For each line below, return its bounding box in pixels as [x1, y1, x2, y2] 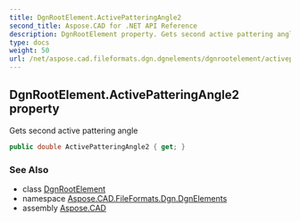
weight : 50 [9, 46, 50, 55]
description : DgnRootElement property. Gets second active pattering [9, 29, 274, 38]
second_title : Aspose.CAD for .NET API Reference [9, 21, 198, 30]
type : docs [9, 37, 50, 47]
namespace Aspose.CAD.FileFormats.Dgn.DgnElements [21, 193, 228, 203]
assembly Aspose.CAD [21, 202, 107, 213]
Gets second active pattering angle [9, 125, 138, 136]
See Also [9, 163, 49, 176]
